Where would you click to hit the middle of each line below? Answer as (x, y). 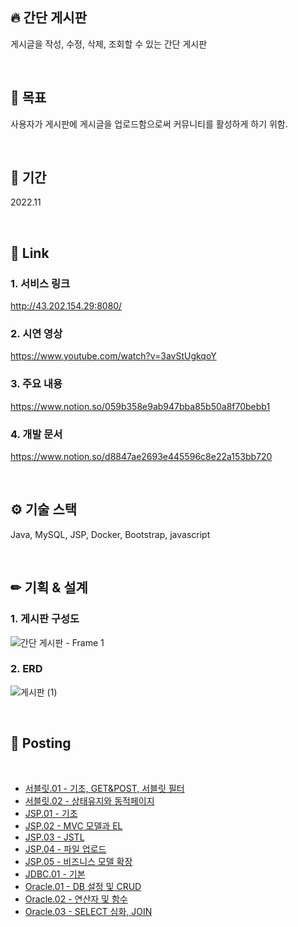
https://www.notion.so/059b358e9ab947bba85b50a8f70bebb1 (140, 406)
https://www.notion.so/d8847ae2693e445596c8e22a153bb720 (141, 457)
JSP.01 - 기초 (51, 813)
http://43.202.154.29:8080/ (66, 306)
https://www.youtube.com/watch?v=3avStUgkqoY (113, 356)
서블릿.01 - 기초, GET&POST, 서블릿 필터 (104, 788)
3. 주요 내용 (36, 384)
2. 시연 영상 (36, 334)
